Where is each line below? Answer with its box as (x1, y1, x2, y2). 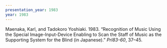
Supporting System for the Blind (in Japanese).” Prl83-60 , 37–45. (5, 36, 143, 43)
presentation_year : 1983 (5, 7, 58, 13)
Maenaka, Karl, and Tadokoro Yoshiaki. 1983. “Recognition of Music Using (5, 26, 161, 32)
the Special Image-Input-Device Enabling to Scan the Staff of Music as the (5, 31, 162, 37)
